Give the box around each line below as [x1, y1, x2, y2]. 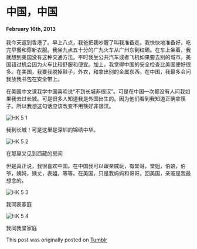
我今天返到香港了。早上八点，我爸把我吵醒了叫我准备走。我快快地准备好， [6, 39, 186, 46]
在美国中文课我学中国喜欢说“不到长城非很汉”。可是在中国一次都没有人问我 [6, 88, 186, 95]
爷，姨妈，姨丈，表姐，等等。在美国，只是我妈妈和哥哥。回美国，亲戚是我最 [6, 170, 191, 177]
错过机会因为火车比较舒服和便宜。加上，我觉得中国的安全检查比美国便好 [11, 61, 186, 68]
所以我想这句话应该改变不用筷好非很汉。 [16, 103, 114, 110]
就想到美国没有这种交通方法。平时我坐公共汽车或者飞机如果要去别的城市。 [6, 54, 186, 61]
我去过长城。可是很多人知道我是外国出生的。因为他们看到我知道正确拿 [11, 95, 181, 102]
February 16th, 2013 [6, 25, 56, 32]
